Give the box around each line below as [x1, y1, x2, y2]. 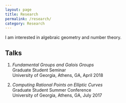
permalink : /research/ [5, 16, 51, 21]
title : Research [5, 12, 38, 17]
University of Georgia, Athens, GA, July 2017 [12, 92, 102, 99]
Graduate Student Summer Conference [12, 87, 92, 93]
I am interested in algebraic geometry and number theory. [5, 34, 122, 40]
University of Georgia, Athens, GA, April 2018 [12, 72, 103, 78]
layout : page [5, 7, 32, 12]
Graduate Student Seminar [12, 67, 66, 73]
